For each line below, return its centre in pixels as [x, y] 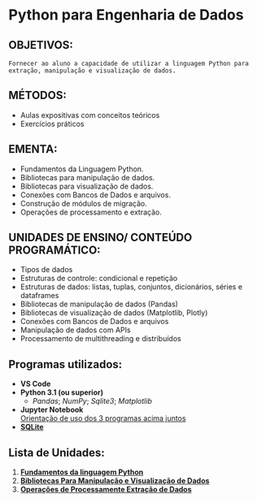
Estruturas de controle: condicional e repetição [99, 279]
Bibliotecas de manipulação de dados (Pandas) [99, 304]
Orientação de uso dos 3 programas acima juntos [103, 418]
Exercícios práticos [52, 123]
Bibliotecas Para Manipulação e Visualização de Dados [115, 481]
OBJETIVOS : [41, 45]
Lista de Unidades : [57, 452]
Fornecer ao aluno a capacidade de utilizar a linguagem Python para [129, 63]
